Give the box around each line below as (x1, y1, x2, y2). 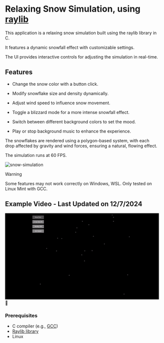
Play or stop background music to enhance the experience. (12, 128, 131, 134)
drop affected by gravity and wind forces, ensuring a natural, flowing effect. (5, 143, 158, 149)
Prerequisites (5, 312, 38, 319)
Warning (5, 171, 22, 177)
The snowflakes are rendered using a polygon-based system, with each (5, 137, 150, 143)
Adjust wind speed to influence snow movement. (12, 100, 111, 106)
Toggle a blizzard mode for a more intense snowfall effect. (12, 109, 130, 115)
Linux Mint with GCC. (5, 186, 48, 191)
